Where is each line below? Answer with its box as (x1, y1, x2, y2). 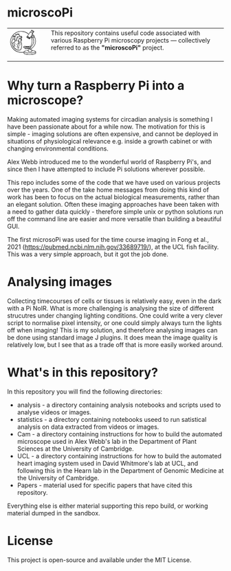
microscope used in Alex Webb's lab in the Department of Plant (16, 437, 197, 445)
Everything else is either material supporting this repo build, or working (7, 502, 208, 510)
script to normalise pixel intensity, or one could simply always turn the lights (7, 318, 222, 327)
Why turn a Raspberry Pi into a (7, 78, 185, 93)
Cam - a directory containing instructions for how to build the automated (16, 429, 223, 438)
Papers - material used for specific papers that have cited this (16, 481, 192, 489)
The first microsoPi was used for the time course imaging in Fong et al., (7, 235, 210, 243)
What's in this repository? (7, 364, 158, 380)
